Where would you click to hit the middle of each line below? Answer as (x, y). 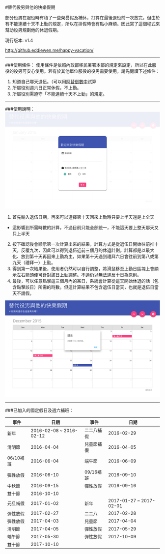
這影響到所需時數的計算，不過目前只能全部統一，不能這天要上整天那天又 (85, 227)
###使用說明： (20, 109)
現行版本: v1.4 (19, 40)
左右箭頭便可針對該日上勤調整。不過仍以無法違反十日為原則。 (79, 275)
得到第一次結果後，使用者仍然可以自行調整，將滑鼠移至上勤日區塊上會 (83, 269)
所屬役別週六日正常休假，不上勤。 (47, 88)
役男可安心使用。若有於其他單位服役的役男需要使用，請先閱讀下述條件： (87, 71)
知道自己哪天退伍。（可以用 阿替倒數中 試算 (54, 82)
